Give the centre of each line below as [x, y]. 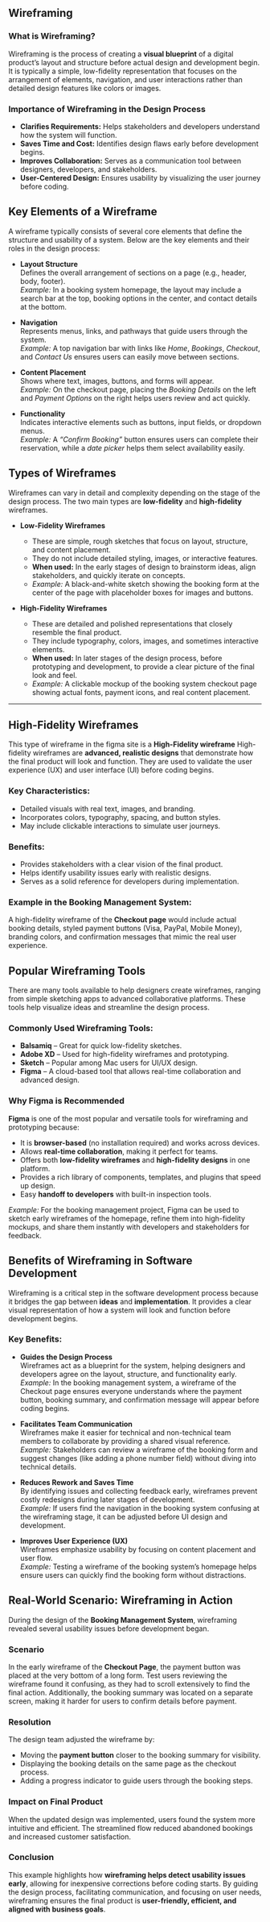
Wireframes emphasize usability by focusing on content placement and [138, 1549]
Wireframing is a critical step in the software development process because [133, 1292]
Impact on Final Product [56, 1802]
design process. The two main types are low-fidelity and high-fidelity [125, 501]
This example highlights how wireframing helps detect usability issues [127, 1874]
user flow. [37, 1558]
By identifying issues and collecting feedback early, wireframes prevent [139, 1491]
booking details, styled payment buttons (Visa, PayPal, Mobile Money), [125, 928]
